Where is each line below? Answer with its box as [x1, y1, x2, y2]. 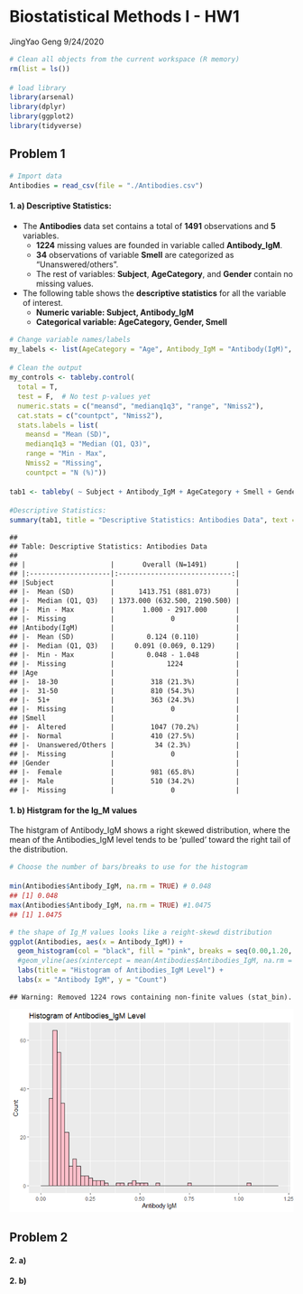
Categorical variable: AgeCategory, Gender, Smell [35, 316, 227, 327]
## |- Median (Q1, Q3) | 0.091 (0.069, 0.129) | [9, 642, 241, 651]
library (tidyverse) [9, 122, 83, 131]
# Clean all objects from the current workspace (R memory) [9, 54, 241, 64]
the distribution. [9, 844, 69, 855]
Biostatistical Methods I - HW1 [9, 6, 241, 27]
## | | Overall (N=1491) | [9, 560, 241, 569]
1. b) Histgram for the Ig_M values [9, 805, 138, 816]
